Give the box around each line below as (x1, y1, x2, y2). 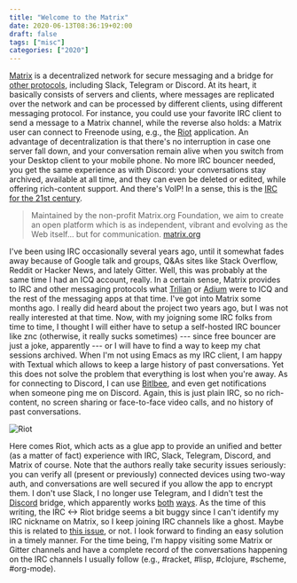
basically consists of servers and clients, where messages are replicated (9, 90, 275, 100)
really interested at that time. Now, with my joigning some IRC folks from (9, 312, 273, 323)
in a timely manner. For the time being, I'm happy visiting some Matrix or (9, 535, 273, 546)
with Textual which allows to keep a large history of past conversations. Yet (9, 359, 285, 370)
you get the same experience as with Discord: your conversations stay (9, 165, 267, 176)
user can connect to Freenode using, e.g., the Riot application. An (9, 127, 249, 138)
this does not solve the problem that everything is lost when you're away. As (9, 369, 288, 380)
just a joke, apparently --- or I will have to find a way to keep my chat (9, 341, 262, 351)
